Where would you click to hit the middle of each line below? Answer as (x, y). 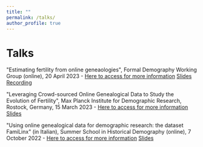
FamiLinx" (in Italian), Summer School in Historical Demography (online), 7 (99, 132)
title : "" (19, 12)
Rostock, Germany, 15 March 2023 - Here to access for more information (97, 107)
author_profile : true (34, 23)
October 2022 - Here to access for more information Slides (80, 138)
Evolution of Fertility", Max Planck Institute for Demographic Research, (94, 101)
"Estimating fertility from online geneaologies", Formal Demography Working (101, 70)
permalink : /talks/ (31, 18)
